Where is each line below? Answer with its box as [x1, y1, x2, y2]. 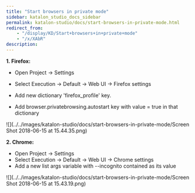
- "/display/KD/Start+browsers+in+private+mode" [16, 31, 138, 36]
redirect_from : [6, 25, 43, 31]
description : [6, 42, 38, 48]
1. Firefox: [6, 57, 31, 65]
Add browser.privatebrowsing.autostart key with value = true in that [14, 103, 178, 110]
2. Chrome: [6, 138, 34, 145]
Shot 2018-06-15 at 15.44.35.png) [6, 127, 88, 134]
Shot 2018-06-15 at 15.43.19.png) [6, 180, 86, 187]
